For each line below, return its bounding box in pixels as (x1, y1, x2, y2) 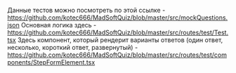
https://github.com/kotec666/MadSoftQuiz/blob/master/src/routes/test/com (7, 51, 227, 59)
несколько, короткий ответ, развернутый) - (7, 44, 138, 51)
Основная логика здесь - (20, 21, 97, 29)
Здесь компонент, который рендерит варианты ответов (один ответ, (17, 36, 223, 44)
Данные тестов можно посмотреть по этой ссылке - (7, 6, 166, 14)
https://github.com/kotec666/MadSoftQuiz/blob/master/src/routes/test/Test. (7, 28, 229, 36)
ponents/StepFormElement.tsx (7, 58, 96, 66)
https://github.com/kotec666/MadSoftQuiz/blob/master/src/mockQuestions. (7, 13, 228, 22)
